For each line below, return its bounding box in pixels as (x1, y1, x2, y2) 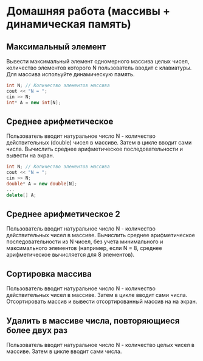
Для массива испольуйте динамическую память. (6, 71, 135, 77)
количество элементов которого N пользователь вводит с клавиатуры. (6, 64, 192, 71)
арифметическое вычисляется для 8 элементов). (6, 251, 135, 259)
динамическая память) (6, 17, 132, 31)
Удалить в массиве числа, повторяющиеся (6, 315, 180, 326)
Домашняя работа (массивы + (6, 4, 170, 18)
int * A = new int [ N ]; (6, 99, 61, 105)
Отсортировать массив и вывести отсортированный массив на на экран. (6, 298, 198, 306)
